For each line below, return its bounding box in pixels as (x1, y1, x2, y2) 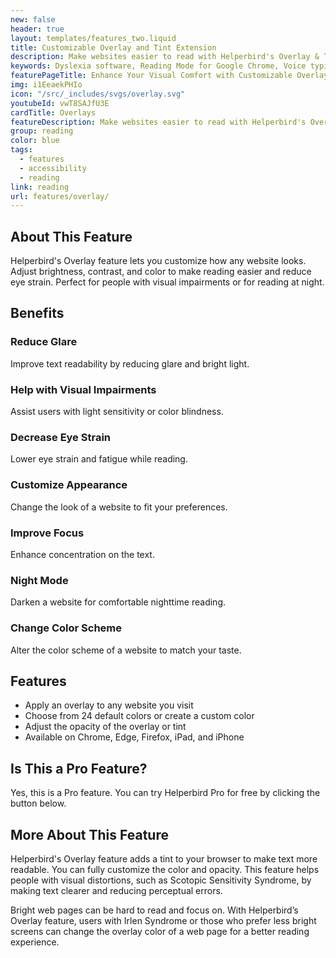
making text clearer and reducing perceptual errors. (10, 884, 223, 896)
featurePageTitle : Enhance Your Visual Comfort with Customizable (10, 71, 293, 81)
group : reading (10, 126, 74, 136)
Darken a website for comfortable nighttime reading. (10, 596, 227, 608)
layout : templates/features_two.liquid (10, 33, 177, 43)
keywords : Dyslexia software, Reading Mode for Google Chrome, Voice (10, 61, 307, 71)
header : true (10, 24, 65, 34)
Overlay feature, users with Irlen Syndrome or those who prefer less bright (10, 914, 317, 926)
